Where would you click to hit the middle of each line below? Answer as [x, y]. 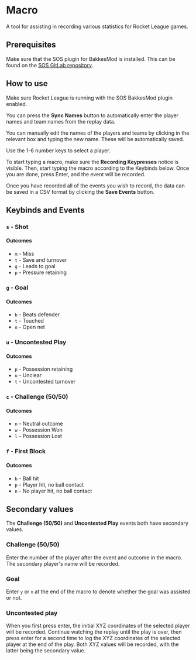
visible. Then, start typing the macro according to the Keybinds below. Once [98, 168]
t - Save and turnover [41, 260]
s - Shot [17, 227]
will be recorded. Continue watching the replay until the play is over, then [94, 632]
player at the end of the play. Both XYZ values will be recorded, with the [92, 644]
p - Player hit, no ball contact [49, 484]
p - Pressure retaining [41, 272]
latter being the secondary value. [46, 651]
